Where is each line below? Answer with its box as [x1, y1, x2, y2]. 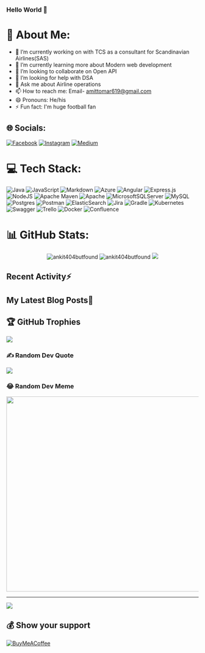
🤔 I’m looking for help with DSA [15, 74, 93, 81]
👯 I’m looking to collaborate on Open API [15, 67, 117, 75]
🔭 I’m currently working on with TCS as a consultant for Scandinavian [15, 48, 190, 55]
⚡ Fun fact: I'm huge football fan [15, 103, 96, 110]
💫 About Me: [6, 28, 71, 42]
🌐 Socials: [6, 123, 46, 134]
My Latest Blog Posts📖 [6, 295, 93, 305]
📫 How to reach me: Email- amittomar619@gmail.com [15, 87, 152, 95]
